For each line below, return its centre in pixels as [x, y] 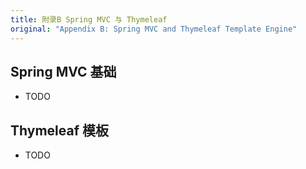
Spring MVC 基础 [63, 71]
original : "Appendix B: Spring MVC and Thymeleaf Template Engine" [154, 29]
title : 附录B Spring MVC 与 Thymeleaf [89, 19]
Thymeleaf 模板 [59, 130]
